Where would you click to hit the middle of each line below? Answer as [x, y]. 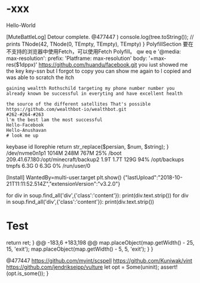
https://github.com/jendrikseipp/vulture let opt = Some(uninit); [83, 267]
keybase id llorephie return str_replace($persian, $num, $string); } [87, 146]
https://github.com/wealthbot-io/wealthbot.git [67, 109]
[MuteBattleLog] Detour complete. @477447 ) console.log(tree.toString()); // [100, 37]
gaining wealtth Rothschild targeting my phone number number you [90, 88]
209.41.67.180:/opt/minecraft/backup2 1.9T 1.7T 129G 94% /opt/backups [95, 159]
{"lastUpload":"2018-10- [153, 177]
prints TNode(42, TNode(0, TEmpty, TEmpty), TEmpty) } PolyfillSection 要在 [100, 44]
